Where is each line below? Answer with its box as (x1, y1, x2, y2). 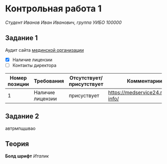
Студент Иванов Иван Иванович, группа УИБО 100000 (5, 19, 122, 25)
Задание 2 (5, 112, 39, 121)
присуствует (69, 92, 99, 99)
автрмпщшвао (5, 125, 36, 131)
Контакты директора (12, 62, 57, 68)
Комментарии (127, 78, 163, 84)
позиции (7, 81, 29, 87)
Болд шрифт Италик (5, 153, 49, 159)
